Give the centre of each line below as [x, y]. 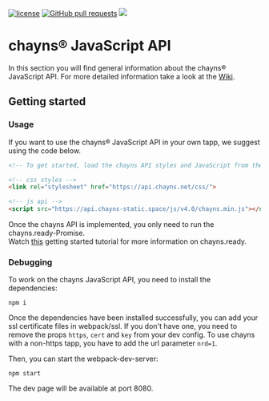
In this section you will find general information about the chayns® [117, 67]
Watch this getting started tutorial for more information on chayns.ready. [127, 241]
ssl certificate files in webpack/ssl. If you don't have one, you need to [123, 326]
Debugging [30, 262]
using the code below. [45, 150]
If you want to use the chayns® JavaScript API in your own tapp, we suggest [134, 142]
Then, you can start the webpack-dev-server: [83, 359]
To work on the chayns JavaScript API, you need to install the [109, 280]
